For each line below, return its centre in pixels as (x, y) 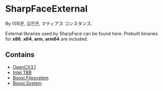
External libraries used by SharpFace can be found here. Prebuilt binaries (81, 33)
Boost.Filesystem (31, 78)
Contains (20, 55)
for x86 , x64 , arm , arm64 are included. (47, 39)
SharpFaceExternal (46, 9)
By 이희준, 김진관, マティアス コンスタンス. (49, 23)
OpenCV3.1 (24, 67)
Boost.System (27, 83)
